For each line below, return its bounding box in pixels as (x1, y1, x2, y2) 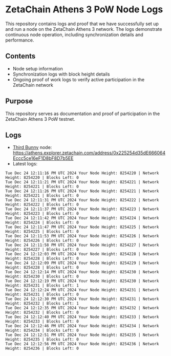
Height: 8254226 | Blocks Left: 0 (5, 238, 79, 243)
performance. (5, 37, 34, 43)
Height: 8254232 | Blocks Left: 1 (5, 301, 79, 306)
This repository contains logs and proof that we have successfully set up (5, 21, 159, 27)
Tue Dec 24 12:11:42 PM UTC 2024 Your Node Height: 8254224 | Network (5, 216, 159, 221)
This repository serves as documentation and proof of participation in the (5, 110, 160, 117)
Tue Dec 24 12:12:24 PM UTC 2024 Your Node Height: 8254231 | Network (5, 288, 159, 293)
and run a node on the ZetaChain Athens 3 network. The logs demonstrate (5, 26, 162, 32)
